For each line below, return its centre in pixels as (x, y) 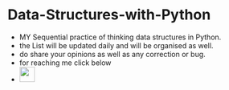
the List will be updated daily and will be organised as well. (116, 45)
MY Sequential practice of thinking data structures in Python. (120, 37)
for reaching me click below (65, 63)
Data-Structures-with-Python (109, 15)
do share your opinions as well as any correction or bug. (112, 54)
